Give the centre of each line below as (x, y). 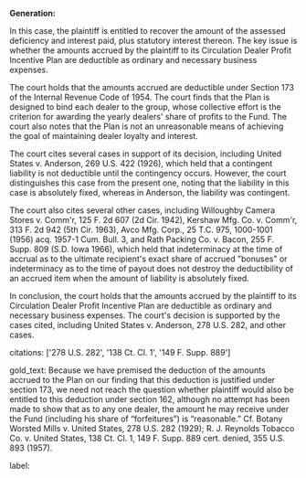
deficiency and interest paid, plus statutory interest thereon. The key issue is (153, 41)
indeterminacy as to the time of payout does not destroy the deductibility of (152, 268)
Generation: (33, 13)
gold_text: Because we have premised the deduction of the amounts (138, 370)
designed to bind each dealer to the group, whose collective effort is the (145, 107)
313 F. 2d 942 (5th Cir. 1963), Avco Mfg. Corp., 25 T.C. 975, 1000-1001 (141, 229)
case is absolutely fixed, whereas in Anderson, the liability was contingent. (150, 192)
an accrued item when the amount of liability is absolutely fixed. (129, 278)
